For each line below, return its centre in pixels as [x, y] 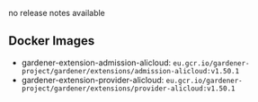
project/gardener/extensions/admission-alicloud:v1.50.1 [130, 71]
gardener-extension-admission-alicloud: [96, 63]
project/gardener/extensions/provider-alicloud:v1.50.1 [128, 89]
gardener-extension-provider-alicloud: [93, 80]
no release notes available [57, 13]
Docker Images [52, 41]
